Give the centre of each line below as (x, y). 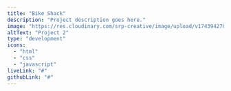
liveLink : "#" (27, 70)
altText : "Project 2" (38, 32)
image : (16, 26)
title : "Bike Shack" (37, 13)
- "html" (26, 52)
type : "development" (37, 39)
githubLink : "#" (30, 77)
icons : (16, 45)
